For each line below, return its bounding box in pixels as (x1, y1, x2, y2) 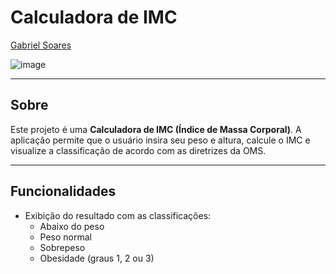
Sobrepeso (39, 241, 86, 253)
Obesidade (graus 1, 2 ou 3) (39, 252, 155, 264)
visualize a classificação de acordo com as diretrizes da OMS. (10, 144, 267, 156)
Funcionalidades (10, 183, 117, 200)
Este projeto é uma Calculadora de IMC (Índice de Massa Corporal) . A (10, 123, 302, 135)
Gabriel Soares (10, 39, 72, 51)
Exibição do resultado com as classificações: (24, 209, 212, 221)
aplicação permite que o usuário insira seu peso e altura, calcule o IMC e (10, 134, 311, 146)
